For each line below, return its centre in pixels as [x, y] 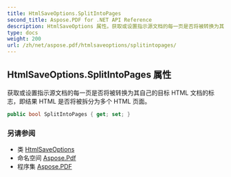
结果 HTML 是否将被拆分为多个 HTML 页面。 [88, 101]
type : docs [23, 33]
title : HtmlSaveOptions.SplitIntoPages [64, 13]
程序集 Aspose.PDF [44, 166]
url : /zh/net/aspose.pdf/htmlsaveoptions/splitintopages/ [92, 45]
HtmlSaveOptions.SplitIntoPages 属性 [89, 75]
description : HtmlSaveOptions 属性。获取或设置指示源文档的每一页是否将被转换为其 [116, 26]
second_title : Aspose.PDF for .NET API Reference [80, 20]
